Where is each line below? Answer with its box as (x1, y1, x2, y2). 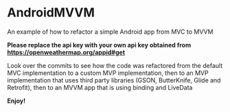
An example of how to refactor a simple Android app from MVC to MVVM (7, 27, 214, 36)
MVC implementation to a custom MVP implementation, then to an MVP (7, 69, 209, 77)
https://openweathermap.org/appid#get (7, 48, 126, 56)
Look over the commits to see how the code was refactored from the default (7, 61, 223, 69)
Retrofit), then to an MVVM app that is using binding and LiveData (7, 83, 193, 91)
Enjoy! (7, 96, 26, 104)
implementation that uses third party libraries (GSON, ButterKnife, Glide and (7, 76, 221, 84)
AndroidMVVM (7, 5, 95, 21)
